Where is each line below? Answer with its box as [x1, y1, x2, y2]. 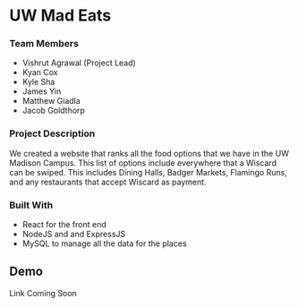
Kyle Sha [21, 77, 55, 88]
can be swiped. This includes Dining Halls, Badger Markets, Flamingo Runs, [9, 166, 288, 177]
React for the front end [21, 219, 107, 230]
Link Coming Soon [9, 287, 78, 298]
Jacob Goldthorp [21, 105, 85, 116]
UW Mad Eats [9, 5, 112, 26]
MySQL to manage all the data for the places [21, 238, 187, 249]
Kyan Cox [21, 67, 58, 78]
